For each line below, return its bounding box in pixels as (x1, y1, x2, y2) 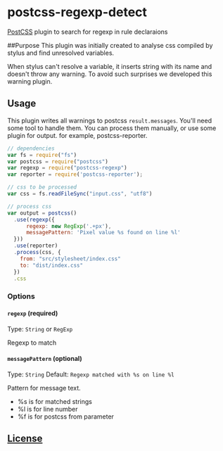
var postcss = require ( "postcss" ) (7, 158, 109, 165)
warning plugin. (7, 77, 53, 85)
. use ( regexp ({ (13, 216, 55, 223)
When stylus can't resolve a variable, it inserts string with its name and (7, 62, 212, 70)
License (7, 433, 43, 445)
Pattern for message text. (7, 383, 81, 392)
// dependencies (7, 145, 55, 152)
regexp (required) (7, 309, 58, 317)
